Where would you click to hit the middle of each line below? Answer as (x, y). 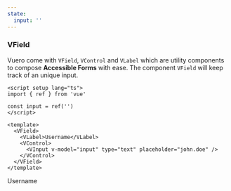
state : (17, 14)
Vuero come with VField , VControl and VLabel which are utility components (116, 60)
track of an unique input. (43, 75)
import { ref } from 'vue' (47, 94)
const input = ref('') (40, 106)
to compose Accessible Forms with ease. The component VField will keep (115, 67)
